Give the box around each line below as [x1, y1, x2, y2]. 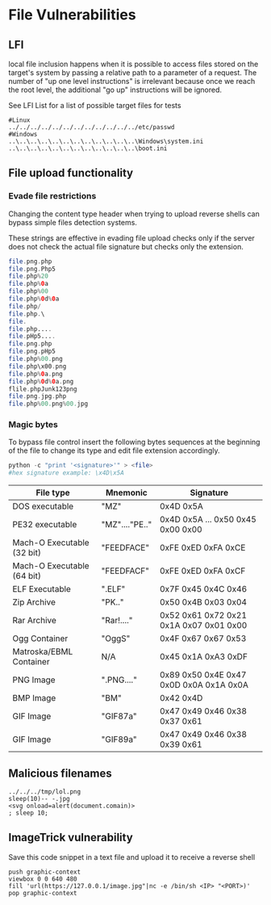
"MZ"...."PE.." [101, 519, 152, 530]
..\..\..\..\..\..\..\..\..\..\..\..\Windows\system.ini [8, 137, 204, 145]
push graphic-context [8, 868, 81, 876]
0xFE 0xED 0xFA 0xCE [160, 543, 246, 554]
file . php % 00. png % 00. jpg [8, 400, 89, 409]
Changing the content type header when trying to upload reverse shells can [8, 208, 260, 219]
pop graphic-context [8, 889, 78, 897]
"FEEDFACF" [101, 565, 149, 576]
